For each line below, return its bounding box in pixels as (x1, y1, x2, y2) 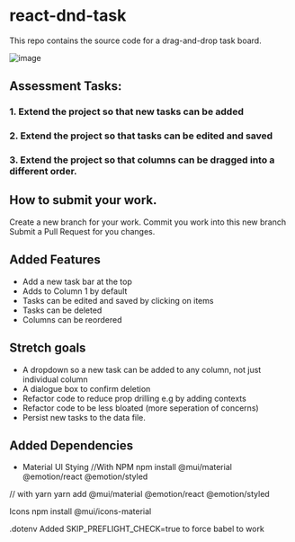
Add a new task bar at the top (22, 276, 132, 287)
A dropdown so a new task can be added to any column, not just (22, 364, 262, 375)
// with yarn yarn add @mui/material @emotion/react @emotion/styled (9, 489, 270, 500)
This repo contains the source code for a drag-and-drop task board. (9, 35, 263, 46)
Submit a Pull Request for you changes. (9, 226, 156, 236)
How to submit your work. (9, 192, 157, 208)
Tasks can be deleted (22, 305, 103, 315)
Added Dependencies (9, 438, 134, 453)
